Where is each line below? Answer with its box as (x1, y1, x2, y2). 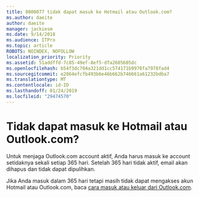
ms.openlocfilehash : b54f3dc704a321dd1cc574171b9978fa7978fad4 (6, 65, 170, 72)
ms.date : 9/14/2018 (6, 32, 56, 38)
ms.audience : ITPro (6, 37, 56, 43)
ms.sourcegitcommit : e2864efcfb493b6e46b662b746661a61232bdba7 (6, 71, 170, 77)
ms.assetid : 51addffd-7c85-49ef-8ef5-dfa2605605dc (6, 59, 137, 65)
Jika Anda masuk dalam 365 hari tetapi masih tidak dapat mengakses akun (6, 177, 194, 184)
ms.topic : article (6, 43, 53, 49)
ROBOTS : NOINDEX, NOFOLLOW (6, 48, 75, 55)
